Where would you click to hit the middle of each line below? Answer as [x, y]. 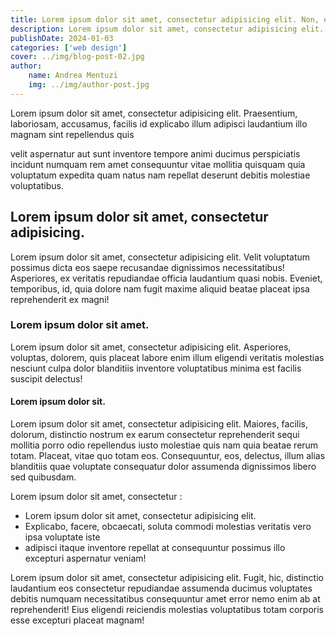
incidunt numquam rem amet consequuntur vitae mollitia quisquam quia [158, 164]
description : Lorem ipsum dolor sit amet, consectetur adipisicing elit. [167, 29]
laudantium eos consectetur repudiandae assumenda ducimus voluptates [161, 588]
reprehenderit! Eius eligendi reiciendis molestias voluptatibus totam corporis [167, 610]
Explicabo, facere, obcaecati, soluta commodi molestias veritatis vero [168, 527]
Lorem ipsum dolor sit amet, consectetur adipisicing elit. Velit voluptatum [160, 257]
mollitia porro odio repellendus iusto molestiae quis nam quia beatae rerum [164, 445]
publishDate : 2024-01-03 [62, 38]
